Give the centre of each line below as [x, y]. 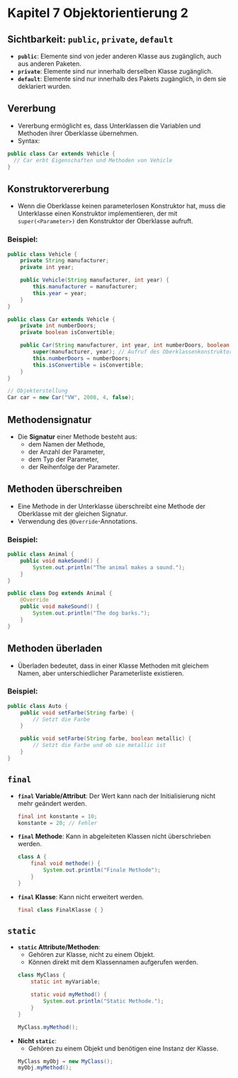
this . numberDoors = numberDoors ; [82, 358]
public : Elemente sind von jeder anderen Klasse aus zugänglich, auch [119, 56]
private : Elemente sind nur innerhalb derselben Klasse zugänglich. [115, 71]
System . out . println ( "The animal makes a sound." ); [109, 567]
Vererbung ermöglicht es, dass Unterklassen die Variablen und [109, 125]
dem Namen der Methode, [67, 444]
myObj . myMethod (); [45, 1068]
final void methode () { [66, 864]
